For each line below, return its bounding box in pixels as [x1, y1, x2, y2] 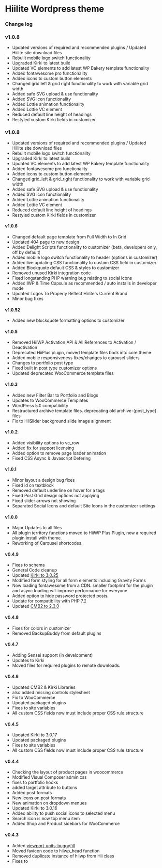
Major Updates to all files [12, 525, 62, 531]
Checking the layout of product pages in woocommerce [12, 769, 123, 775]
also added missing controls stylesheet [12, 689, 90, 695]
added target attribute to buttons [12, 785, 77, 790]
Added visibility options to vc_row [12, 440, 80, 445]
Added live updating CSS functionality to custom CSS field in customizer [12, 259, 157, 265]
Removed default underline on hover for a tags [12, 487, 105, 493]
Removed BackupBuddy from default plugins [12, 630, 102, 636]
